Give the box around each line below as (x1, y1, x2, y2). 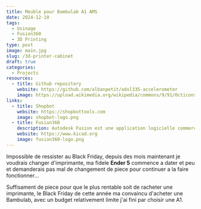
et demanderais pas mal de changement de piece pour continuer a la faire (6, 165, 189, 173)
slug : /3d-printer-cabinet (6, 53, 74, 59)
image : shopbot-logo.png (17, 114, 79, 120)
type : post (6, 42, 33, 48)
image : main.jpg (6, 48, 47, 54)
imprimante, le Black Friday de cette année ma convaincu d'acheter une (6, 189, 184, 197)
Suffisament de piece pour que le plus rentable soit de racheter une (6, 183, 173, 190)
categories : (6, 64, 36, 70)
